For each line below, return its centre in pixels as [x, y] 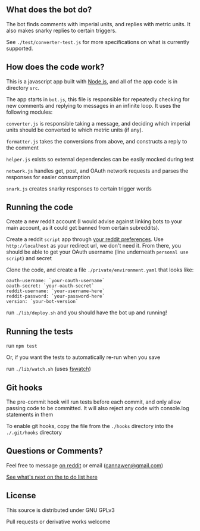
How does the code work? [55, 67]
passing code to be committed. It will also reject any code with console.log [98, 408]
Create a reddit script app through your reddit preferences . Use [85, 239]
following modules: [29, 112]
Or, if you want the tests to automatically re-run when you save [83, 357]
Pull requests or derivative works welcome [58, 521]
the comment [22, 148]
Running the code [40, 207]
